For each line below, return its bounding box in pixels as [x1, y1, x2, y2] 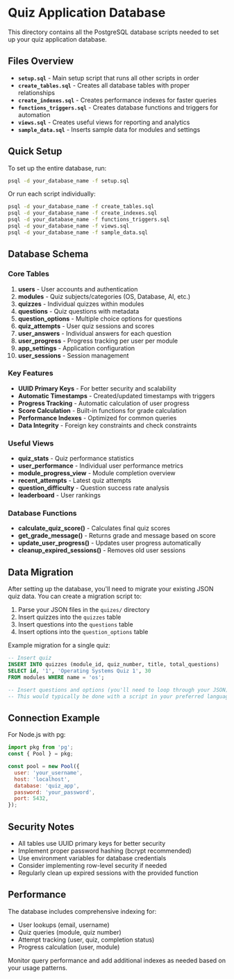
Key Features [8, 368, 54, 378]
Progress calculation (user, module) [17, 942, 120, 951]
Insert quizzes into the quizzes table [17, 613, 122, 622]
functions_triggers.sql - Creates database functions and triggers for [17, 103, 219, 112]
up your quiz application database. [8, 35, 107, 43]
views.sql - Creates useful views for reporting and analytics [17, 118, 190, 126]
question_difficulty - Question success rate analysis [17, 484, 169, 492]
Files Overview [8, 56, 74, 67]
